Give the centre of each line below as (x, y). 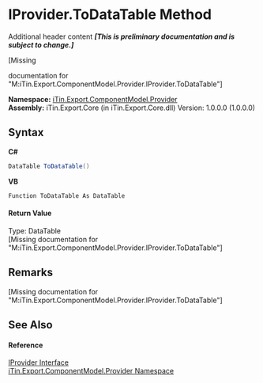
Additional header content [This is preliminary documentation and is (122, 36)
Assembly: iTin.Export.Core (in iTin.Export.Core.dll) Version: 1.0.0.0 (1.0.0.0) (131, 108)
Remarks (31, 273)
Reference (26, 345)
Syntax (26, 133)
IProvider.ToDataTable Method (110, 15)
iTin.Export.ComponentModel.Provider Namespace (91, 371)
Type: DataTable (35, 230)
